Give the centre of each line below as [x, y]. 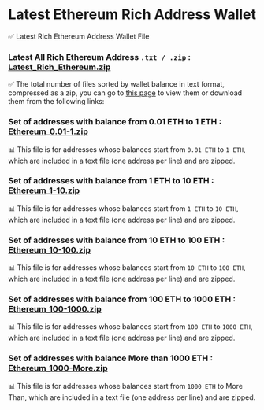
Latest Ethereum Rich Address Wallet [132, 15]
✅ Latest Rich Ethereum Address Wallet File [79, 36]
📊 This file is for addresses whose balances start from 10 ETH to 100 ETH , [127, 268]
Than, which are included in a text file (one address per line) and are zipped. [132, 397]
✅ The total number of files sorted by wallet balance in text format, [116, 84]
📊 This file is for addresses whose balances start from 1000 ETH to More [125, 386]
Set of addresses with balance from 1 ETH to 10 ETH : [111, 181]
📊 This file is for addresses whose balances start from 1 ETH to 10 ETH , [123, 208]
